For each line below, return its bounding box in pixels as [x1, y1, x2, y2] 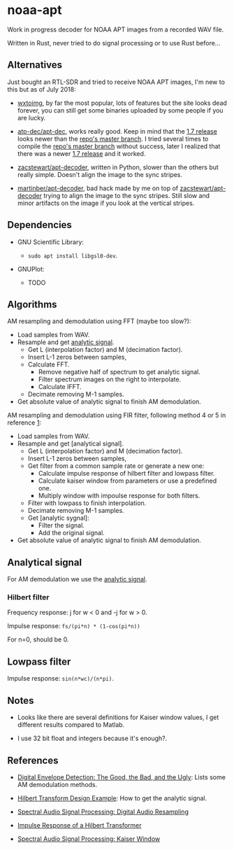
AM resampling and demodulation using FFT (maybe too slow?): [7, 317, 191, 325]
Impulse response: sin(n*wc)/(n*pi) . [7, 674, 114, 683]
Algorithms [7, 298, 57, 310]
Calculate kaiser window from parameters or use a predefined [38, 476, 217, 485]
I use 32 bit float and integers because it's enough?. [17, 734, 168, 743]
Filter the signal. [38, 521, 85, 530]
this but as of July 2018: [7, 85, 76, 93]
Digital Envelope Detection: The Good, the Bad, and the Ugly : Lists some [17, 772, 226, 781]
